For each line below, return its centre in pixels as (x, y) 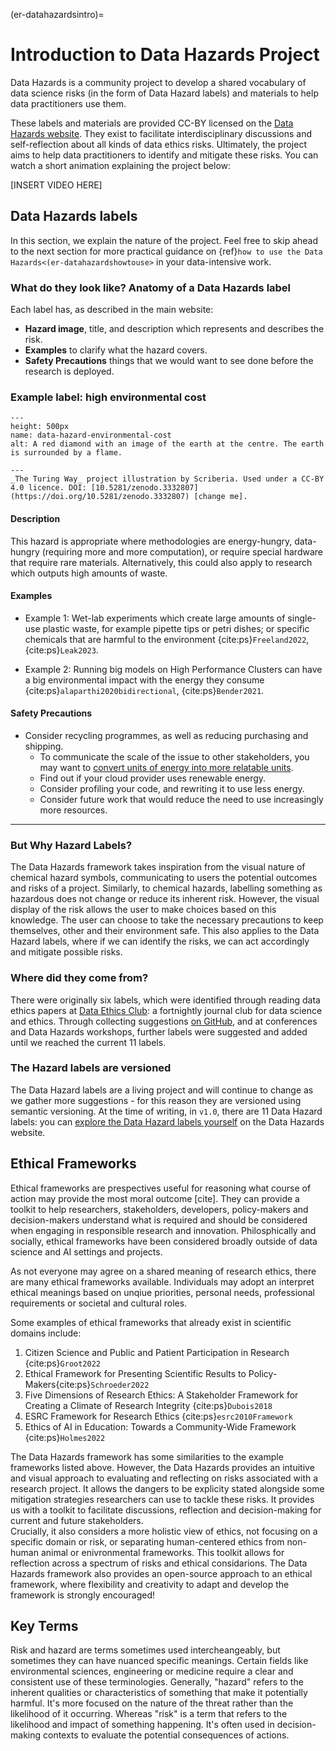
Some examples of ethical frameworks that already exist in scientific (151, 1322)
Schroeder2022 (120, 1385)
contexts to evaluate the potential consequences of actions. (166, 1735)
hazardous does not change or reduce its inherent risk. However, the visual (165, 899)
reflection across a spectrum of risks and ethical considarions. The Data (159, 1563)
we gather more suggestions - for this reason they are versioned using (156, 1100)
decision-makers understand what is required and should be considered (159, 1220)
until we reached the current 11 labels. (88, 1042)
